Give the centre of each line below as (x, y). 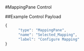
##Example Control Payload (33, 16)
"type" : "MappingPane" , (42, 30)
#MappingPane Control (29, 7)
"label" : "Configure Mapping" (49, 39)
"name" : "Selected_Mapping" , (48, 35)
